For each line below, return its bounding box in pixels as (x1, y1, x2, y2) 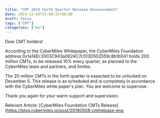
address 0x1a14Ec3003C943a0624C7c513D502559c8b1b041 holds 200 (5, 53, 149, 59)
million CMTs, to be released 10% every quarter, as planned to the (5, 59, 137, 64)
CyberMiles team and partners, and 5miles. (5, 64, 92, 70)
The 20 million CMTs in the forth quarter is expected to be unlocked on (5, 73, 147, 79)
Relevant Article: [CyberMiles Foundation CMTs (5, 102, 100, 108)
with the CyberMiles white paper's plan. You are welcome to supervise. (5, 83, 148, 89)
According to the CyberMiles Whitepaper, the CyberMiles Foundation (5, 48, 143, 54)
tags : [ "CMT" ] (5, 20, 34, 26)
